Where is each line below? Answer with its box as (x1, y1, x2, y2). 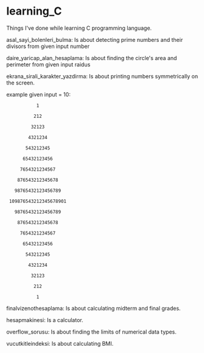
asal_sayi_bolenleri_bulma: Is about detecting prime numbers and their (6, 36, 183, 43)
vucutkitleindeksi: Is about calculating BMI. (6, 340, 114, 347)
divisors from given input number (6, 43, 90, 50)
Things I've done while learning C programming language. (6, 24, 152, 32)
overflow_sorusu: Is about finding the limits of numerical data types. (6, 328, 177, 335)
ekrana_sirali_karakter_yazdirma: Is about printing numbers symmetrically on (6, 72, 199, 80)
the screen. (6, 79, 35, 86)
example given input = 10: (6, 91, 71, 98)
